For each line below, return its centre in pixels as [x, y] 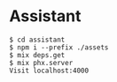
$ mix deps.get [37, 55]
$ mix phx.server [41, 63]
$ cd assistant [37, 40]
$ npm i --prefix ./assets [59, 47]
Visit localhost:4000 [49, 71]
